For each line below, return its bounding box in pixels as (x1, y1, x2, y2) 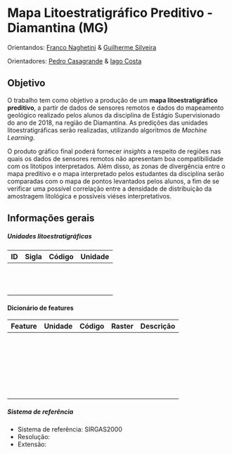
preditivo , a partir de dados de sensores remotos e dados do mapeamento (7, 103, 224, 112)
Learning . (7, 133, 35, 141)
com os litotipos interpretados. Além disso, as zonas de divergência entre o (7, 162, 226, 170)
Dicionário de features (7, 303, 74, 312)
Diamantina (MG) (7, 20, 109, 36)
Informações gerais (7, 213, 95, 225)
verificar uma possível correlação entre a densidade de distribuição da (7, 184, 212, 193)
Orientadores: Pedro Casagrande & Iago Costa (7, 56, 142, 65)
